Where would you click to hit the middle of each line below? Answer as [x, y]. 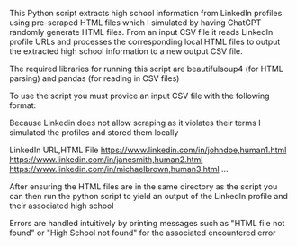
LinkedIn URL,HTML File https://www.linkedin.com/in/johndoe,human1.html [148, 150]
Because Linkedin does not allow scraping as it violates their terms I [135, 123]
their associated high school [62, 206]
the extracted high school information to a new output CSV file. [126, 51]
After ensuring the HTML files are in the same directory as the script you [144, 187]
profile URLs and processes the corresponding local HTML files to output [145, 41]
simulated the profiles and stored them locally [94, 133]
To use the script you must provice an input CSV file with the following [139, 96]
